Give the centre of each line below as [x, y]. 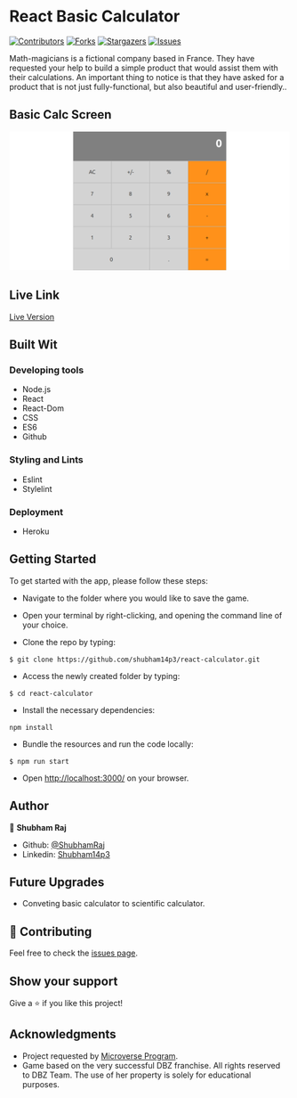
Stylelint [37, 488]
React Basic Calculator [95, 16]
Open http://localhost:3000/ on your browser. [105, 778]
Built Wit [33, 344]
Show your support [64, 981]
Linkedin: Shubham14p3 [66, 854]
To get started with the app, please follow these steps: [109, 580]
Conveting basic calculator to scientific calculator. [113, 904]
